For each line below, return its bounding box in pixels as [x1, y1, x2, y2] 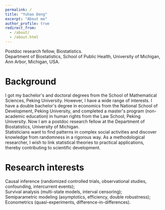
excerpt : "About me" [5, 16, 48, 21]
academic [5, 113, 26, 119]
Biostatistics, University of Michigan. [5, 124, 80, 130]
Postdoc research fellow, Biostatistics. [5, 48, 82, 54]
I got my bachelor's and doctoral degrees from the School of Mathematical [5, 92, 157, 98]
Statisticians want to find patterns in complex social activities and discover [5, 129, 157, 135]
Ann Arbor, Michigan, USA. [5, 59, 60, 65]
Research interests [5, 162, 84, 173]
